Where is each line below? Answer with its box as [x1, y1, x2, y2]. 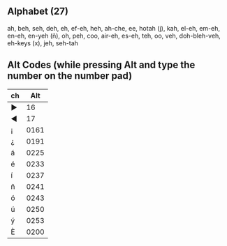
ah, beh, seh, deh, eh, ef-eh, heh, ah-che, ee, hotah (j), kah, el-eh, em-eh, [7, 24, 220, 32]
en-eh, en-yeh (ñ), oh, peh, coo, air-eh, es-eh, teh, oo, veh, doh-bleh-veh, [7, 31, 221, 40]
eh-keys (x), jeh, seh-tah [7, 38, 79, 47]
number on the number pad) [7, 70, 133, 82]
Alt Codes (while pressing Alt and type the [7, 59, 196, 71]
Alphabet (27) [7, 6, 68, 17]
